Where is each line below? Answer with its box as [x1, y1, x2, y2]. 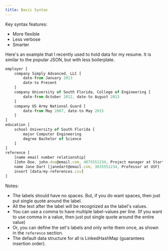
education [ [5, 122, 30, 128]
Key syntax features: [5, 21, 47, 27]
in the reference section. [12, 229, 63, 236]
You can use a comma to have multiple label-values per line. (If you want [12, 208, 162, 214]
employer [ [5, 66, 28, 71]
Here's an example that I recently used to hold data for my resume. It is [5, 51, 151, 57]
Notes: [5, 183, 19, 189]
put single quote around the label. [12, 198, 82, 204]
